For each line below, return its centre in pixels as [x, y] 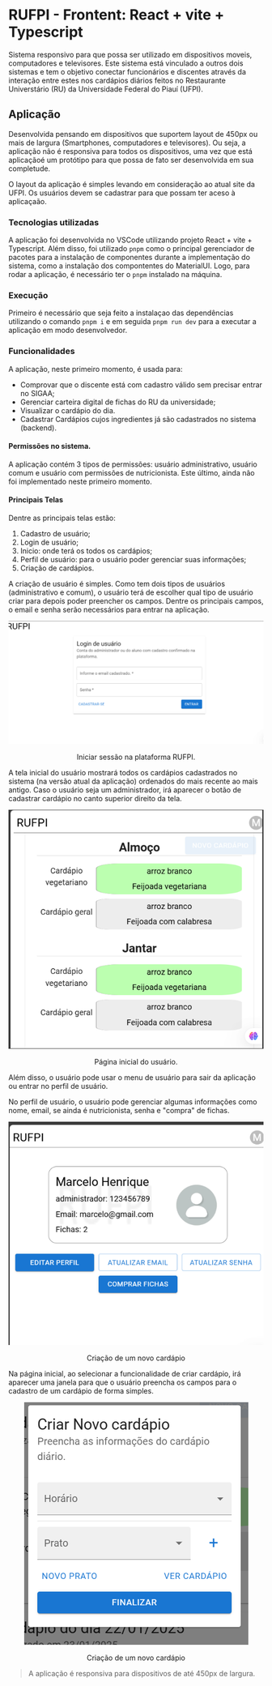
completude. [30, 169]
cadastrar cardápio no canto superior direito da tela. [95, 798]
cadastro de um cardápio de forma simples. [81, 1391]
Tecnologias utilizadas [54, 222]
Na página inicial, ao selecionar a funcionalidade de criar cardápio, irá [125, 1374]
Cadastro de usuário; [55, 534]
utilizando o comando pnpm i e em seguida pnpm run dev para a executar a [132, 322]
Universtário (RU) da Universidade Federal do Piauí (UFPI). [106, 89]
